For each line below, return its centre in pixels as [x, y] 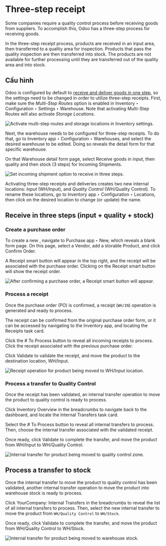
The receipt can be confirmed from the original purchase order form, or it [80, 320]
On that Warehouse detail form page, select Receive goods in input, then [80, 159]
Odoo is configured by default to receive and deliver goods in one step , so [82, 92]
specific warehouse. [26, 149]
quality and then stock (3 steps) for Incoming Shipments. [64, 164]
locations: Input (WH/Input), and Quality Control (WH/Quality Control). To [80, 189]
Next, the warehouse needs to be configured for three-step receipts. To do [82, 133]
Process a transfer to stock [48, 470]
